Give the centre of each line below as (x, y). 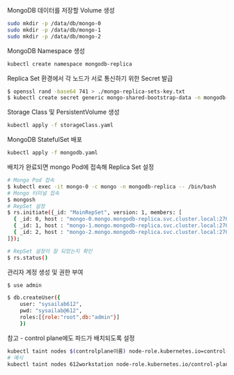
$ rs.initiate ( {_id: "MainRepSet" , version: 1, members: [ (95, 213)
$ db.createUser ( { (34, 298)
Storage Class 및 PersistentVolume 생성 (63, 112)
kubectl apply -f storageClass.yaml (60, 125)
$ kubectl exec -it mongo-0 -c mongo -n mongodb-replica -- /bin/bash (112, 186)
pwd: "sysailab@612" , (51, 311)
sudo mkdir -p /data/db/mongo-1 (54, 30)
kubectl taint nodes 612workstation (60, 364)
